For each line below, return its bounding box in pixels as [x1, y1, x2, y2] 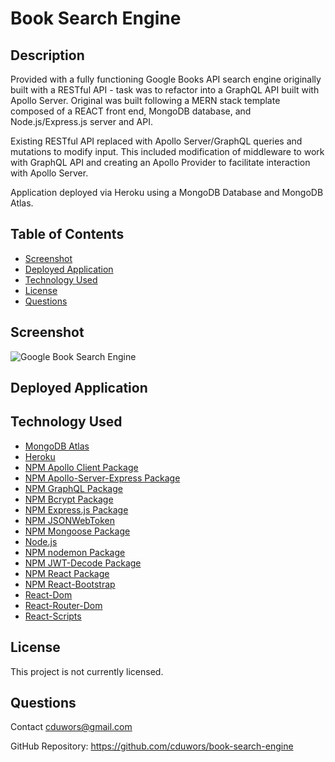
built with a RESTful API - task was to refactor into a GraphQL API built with [10, 84, 320, 96]
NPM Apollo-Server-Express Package [24, 472, 181, 484]
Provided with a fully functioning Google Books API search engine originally [10, 73, 322, 85]
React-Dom [24, 588, 73, 601]
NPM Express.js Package [24, 503, 129, 516]
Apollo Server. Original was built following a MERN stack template [10, 95, 281, 106]
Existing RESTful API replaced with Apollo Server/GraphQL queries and [10, 135, 303, 147]
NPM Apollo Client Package [24, 461, 139, 473]
